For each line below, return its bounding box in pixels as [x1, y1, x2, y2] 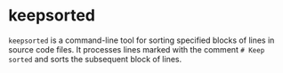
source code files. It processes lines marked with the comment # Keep [8, 44, 265, 54]
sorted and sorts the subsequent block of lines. [8, 53, 182, 64]
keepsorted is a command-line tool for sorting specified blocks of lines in [8, 35, 275, 45]
